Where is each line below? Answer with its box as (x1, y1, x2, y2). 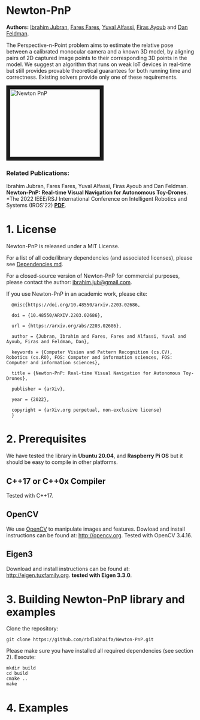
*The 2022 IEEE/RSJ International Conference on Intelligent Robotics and (6, 195, 187, 203)
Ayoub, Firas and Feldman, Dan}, (6, 339, 90, 345)
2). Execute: (6, 653, 36, 661)
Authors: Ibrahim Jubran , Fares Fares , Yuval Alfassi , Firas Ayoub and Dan (6, 23, 188, 31)
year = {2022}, (11, 397, 50, 403)
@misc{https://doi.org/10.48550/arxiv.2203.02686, (11, 302, 141, 308)
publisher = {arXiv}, (11, 386, 66, 392)
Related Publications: (6, 169, 70, 177)
